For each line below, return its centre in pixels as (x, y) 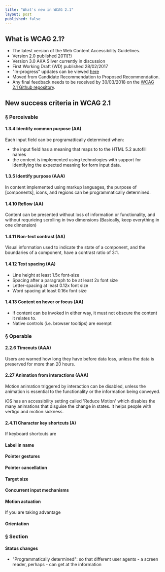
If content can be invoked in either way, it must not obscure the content (85, 313)
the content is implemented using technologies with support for (77, 160)
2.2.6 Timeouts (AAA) (28, 348)
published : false (23, 19)
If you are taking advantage (33, 512)
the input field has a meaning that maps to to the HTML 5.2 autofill (79, 149)
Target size (17, 479)
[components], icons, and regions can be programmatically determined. (78, 192)
